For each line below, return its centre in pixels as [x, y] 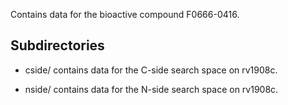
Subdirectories [57, 45]
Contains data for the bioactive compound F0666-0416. [125, 14]
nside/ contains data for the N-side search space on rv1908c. [151, 89]
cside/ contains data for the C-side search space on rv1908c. [151, 70]
